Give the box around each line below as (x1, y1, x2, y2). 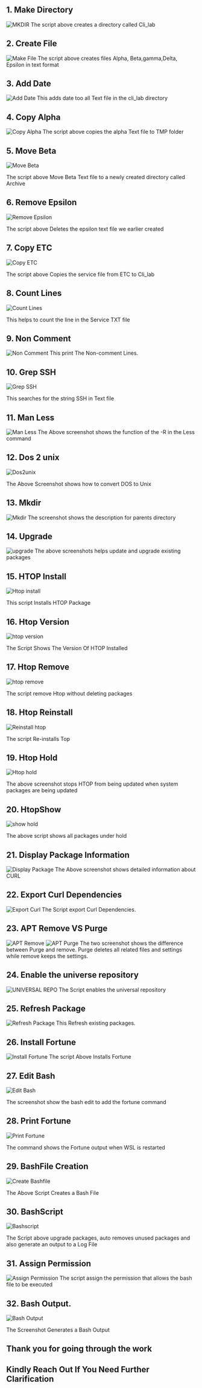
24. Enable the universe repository (6, 970, 139, 980)
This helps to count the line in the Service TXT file (6, 316, 130, 323)
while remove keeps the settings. (6, 952, 89, 959)
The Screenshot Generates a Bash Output (6, 1326, 110, 1334)
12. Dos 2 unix (6, 452, 60, 462)
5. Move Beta (6, 145, 57, 156)
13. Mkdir (6, 498, 42, 508)
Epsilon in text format (6, 61, 59, 68)
